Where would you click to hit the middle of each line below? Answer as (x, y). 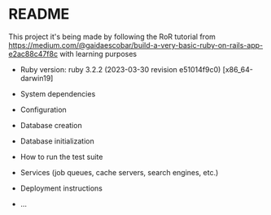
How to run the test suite (61, 157)
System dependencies (58, 93)
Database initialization (57, 141)
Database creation (51, 125)
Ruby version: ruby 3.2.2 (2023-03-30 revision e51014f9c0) (120, 69)
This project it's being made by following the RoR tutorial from (112, 37)
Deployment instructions (61, 188)
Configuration (43, 110)
